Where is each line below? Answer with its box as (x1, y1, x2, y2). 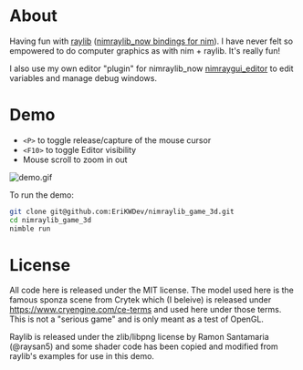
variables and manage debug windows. (9, 72, 158, 83)
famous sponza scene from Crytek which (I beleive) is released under (9, 294, 272, 305)
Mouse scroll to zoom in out (22, 154, 128, 165)
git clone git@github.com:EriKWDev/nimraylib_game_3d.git (9, 207, 235, 216)
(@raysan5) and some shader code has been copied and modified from (9, 341, 278, 352)
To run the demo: (9, 189, 75, 200)
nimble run (9, 224, 51, 233)
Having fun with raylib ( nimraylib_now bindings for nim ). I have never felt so (9, 36, 294, 46)
